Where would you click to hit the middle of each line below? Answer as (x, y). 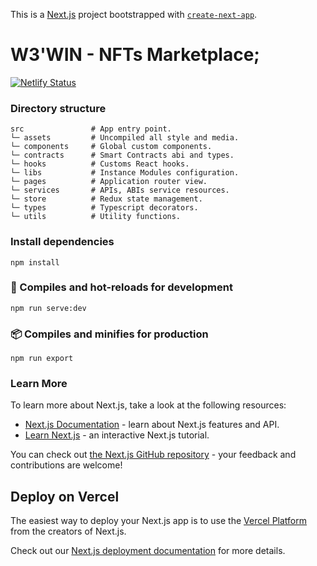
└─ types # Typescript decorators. (104, 208)
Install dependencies (62, 242)
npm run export (42, 359)
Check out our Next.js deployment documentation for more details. (148, 551)
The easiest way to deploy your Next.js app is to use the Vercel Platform (159, 521)
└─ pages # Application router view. (109, 182)
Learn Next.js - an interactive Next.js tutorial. (117, 435)
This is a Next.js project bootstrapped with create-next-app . (134, 14)
